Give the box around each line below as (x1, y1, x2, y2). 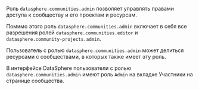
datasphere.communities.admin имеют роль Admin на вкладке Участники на (6, 71, 194, 78)
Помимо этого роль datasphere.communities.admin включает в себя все (6, 23, 187, 30)
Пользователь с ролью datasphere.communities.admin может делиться (6, 47, 184, 54)
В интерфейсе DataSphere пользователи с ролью (6, 65, 132, 72)
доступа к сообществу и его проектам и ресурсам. (6, 11, 137, 18)
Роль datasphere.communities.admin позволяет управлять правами (6, 5, 175, 12)
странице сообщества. (6, 77, 64, 84)
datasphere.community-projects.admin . (6, 36, 101, 42)
